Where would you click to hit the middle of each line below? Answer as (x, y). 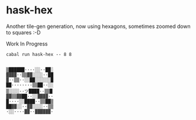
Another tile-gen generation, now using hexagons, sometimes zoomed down (98, 26)
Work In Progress (27, 44)
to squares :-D (23, 32)
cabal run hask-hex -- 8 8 (39, 54)
